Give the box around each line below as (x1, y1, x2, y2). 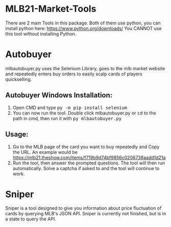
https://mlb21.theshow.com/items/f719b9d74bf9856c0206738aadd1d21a (12, 154, 166, 160)
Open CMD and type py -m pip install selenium (12, 104, 128, 110)
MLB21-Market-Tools (5, 3, 96, 15)
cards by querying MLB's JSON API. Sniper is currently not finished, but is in (5, 211, 166, 217)
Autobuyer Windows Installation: (5, 91, 113, 100)
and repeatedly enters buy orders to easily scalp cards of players (5, 71, 142, 77)
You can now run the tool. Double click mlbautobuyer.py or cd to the (12, 110, 157, 116)
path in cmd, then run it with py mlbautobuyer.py (12, 115, 121, 121)
